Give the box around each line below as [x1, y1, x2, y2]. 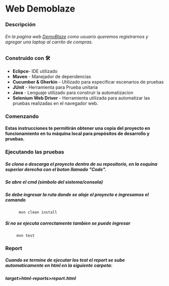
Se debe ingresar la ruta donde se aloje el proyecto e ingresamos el [5, 192, 149, 198]
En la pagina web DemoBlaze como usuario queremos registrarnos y [5, 33, 148, 39]
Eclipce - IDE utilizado [12, 68, 58, 74]
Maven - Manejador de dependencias [12, 74, 92, 80]
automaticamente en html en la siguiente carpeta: [5, 262, 113, 268]
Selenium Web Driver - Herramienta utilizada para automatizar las [12, 95, 150, 101]
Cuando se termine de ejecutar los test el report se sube [5, 257, 125, 263]
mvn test [16, 233, 35, 238]
